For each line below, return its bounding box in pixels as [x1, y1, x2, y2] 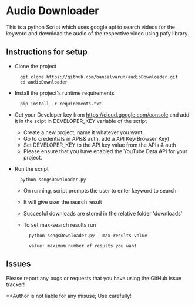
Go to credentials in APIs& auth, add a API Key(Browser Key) [23, 135, 170, 142]
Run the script [14, 165, 49, 172]
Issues [6, 259, 31, 269]
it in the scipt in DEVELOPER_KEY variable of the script [14, 117, 147, 124]
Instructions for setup [6, 47, 88, 57]
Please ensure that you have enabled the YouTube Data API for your [23, 147, 188, 154]
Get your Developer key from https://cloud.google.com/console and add [14, 111, 190, 118]
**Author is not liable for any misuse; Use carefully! [6, 292, 132, 299]
